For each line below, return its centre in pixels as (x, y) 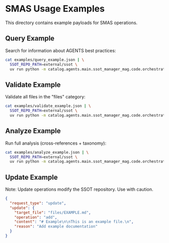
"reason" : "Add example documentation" (56, 226)
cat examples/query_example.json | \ (45, 60)
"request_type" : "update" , (38, 203)
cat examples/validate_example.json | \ (48, 106)
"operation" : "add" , (36, 217)
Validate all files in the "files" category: (45, 97)
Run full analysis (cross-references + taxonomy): (56, 143)
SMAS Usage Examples (55, 9)
